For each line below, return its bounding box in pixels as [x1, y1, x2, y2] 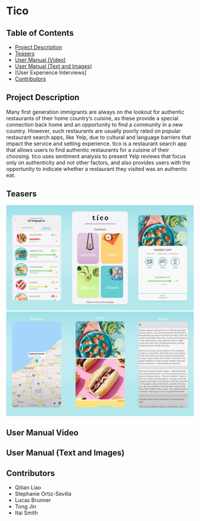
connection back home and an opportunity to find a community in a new [6, 121, 183, 128]
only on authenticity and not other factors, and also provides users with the [6, 159, 190, 166]
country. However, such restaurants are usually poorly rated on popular [6, 127, 182, 135]
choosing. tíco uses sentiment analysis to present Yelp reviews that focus [6, 152, 186, 160]
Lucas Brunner [14, 497, 51, 504]
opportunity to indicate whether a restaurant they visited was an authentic [6, 165, 187, 172]
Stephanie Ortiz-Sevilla [14, 490, 71, 498]
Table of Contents [6, 28, 74, 38]
